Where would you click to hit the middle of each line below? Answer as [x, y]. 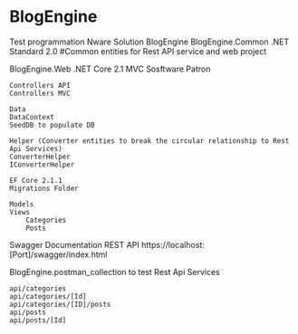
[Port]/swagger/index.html [58, 254]
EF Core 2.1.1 [36, 180]
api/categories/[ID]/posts [60, 304]
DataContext [32, 117]
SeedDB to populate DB [52, 125]
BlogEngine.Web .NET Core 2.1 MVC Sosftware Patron [110, 69]
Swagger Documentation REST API [75, 244]
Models [22, 204]
